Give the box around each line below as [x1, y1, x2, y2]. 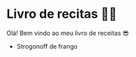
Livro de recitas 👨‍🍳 [6, 6, 117, 22]
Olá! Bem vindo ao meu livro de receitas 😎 [6, 29, 130, 37]
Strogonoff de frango [16, 42, 78, 50]
